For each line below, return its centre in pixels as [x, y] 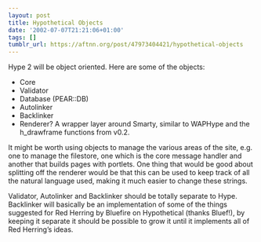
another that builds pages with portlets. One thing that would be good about [130, 164]
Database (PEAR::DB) [54, 99]
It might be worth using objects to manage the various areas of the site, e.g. [130, 148]
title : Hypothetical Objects [56, 23]
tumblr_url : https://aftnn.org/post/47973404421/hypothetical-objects [126, 45]
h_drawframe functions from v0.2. [74, 132]
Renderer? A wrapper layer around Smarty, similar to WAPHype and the [135, 124]
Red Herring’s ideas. [41, 229]
